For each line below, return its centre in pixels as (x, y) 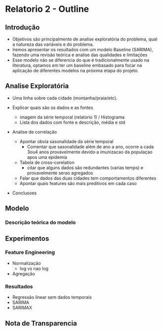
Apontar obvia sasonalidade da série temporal (66, 141)
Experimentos (27, 239)
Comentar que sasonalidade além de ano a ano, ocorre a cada (90, 147)
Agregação (24, 274)
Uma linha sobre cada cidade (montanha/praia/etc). (65, 98)
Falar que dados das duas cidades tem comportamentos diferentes (88, 178)
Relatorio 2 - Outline (47, 9)
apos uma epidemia (47, 157)
